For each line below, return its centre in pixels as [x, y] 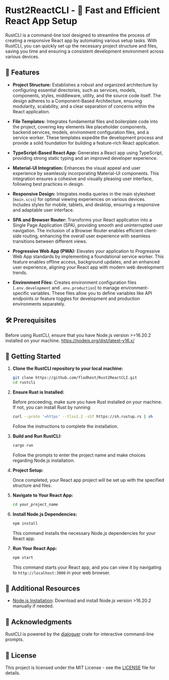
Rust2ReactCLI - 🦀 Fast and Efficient [83, 10]
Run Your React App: [35, 548]
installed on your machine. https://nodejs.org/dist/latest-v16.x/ [70, 341]
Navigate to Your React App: [43, 495]
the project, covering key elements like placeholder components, [80, 126]
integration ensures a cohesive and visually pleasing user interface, [82, 179]
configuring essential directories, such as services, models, [74, 90]
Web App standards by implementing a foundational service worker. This [88, 256]
